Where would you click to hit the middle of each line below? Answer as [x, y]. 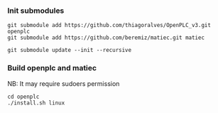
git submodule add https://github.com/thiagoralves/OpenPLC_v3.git [109, 26]
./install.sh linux [36, 103]
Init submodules [36, 11]
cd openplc [23, 97]
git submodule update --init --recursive [70, 50]
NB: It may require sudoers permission [64, 83]
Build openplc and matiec [52, 68]
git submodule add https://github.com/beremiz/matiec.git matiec [106, 38]
